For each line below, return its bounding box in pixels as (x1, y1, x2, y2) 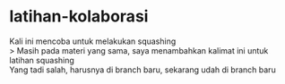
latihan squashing (9, 55, 74, 65)
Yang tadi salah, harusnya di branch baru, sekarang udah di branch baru (9, 64, 276, 75)
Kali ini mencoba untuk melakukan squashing (9, 36, 177, 46)
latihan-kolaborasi (9, 6, 149, 27)
